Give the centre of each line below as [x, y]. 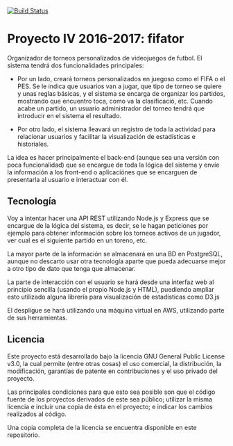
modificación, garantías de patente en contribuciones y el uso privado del [113, 371]
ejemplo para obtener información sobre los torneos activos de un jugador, [114, 233]
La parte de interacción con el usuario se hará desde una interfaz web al [111, 282]
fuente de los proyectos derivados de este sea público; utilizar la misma [110, 399]
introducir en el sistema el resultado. [69, 115]
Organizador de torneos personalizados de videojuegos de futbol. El [105, 58]
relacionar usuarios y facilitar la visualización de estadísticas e [106, 136]
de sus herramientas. [37, 317]
